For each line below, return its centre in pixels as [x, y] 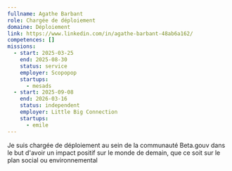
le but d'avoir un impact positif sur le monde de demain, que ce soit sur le [114, 153]
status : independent [50, 106]
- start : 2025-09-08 [44, 92]
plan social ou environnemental [53, 160]
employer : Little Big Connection [69, 112]
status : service [44, 66]
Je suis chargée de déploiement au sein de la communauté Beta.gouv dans [116, 145]
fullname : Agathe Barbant [45, 14]
